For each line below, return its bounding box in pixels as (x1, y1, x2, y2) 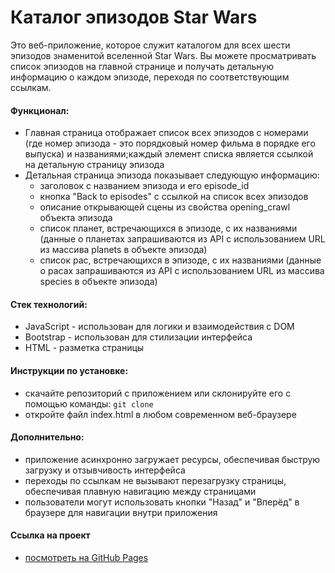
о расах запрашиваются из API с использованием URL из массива (39, 265, 325, 277)
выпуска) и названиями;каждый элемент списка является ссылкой (24, 148, 314, 160)
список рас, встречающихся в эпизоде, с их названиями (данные (39, 254, 322, 266)
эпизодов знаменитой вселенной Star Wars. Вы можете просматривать (10, 49, 317, 61)
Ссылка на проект (10, 529, 91, 541)
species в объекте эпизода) (39, 276, 158, 288)
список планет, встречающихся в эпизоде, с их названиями (39, 222, 298, 235)
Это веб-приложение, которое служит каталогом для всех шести (10, 39, 291, 51)
